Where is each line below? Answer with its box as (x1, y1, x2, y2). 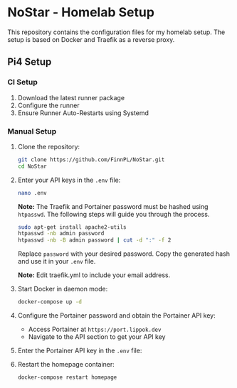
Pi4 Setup (7, 56, 52, 68)
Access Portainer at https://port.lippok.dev (28, 325, 162, 334)
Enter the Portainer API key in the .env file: (17, 346, 142, 355)
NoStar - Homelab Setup (7, 4, 155, 21)
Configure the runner (17, 101, 80, 109)
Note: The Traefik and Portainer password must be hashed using (17, 202, 209, 210)
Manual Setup (7, 126, 57, 136)
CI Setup (7, 77, 38, 87)
